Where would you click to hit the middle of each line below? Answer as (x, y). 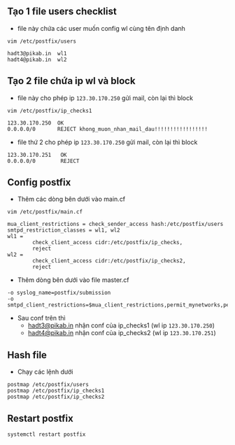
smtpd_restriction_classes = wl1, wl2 (64, 230)
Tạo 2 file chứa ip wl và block (71, 81)
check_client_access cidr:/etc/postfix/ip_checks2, (109, 261)
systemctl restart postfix (47, 435)
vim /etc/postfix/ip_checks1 (50, 111)
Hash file (27, 355)
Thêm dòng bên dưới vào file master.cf (73, 280)
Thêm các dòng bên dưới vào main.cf (71, 199)
